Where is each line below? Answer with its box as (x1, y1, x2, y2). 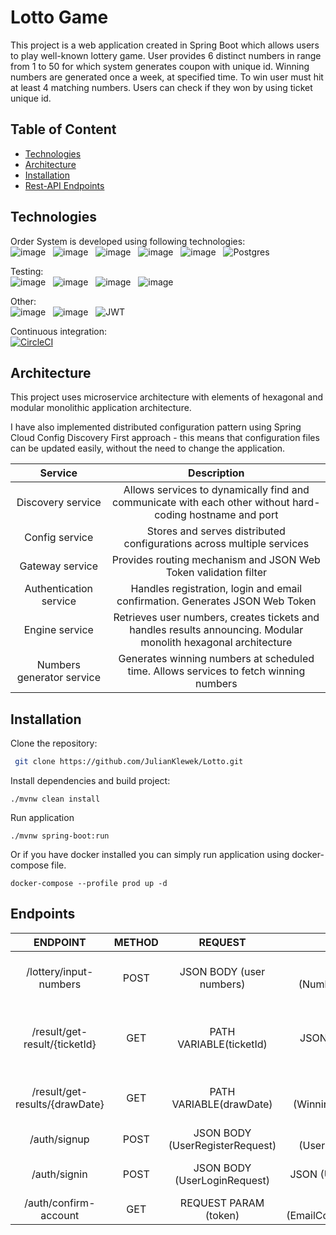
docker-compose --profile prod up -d (10, 879, 168, 889)
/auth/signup (29, 1132, 90, 1146)
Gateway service (19, 559, 99, 573)
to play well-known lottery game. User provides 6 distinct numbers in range (10, 49, 322, 61)
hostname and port (189, 508, 279, 522)
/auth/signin (31, 1167, 88, 1181)
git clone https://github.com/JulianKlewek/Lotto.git (14, 757, 244, 767)
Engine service (23, 623, 94, 637)
